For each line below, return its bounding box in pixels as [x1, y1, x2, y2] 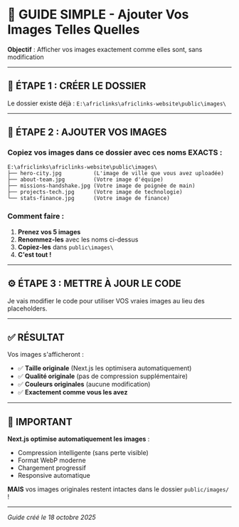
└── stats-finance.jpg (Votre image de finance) [7, 195, 171, 202]
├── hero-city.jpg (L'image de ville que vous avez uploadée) [7, 170, 224, 177]
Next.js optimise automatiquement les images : [7, 434, 150, 444]
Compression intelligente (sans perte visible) [17, 449, 149, 457]
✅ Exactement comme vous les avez [17, 388, 128, 397]
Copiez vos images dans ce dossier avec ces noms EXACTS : [7, 147, 223, 157]
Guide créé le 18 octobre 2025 [7, 513, 96, 522]
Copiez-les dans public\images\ [17, 242, 114, 251]
